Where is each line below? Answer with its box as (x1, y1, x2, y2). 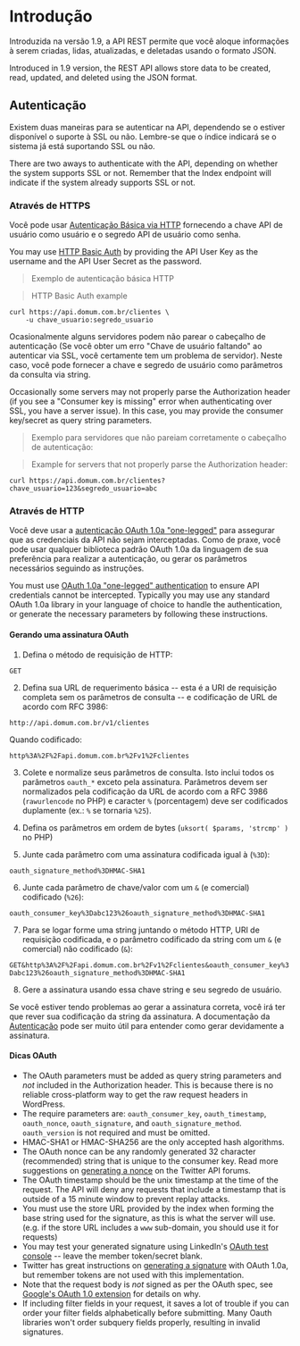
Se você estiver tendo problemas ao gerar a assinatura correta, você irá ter (9, 1001, 286, 1012)
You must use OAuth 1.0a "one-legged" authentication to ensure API (9, 581, 261, 591)
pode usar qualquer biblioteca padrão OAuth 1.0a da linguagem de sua (9, 544, 269, 555)
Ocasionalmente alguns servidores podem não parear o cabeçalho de (9, 331, 266, 342)
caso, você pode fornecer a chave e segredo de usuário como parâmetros (9, 360, 283, 371)
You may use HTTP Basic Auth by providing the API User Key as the (9, 247, 259, 257)
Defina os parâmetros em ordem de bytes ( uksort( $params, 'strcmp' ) (21, 822, 289, 832)
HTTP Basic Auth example (30, 290, 128, 301)
